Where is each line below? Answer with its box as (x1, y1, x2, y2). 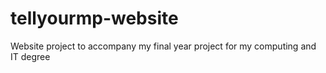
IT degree (10, 50, 51, 62)
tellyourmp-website (10, 7, 179, 30)
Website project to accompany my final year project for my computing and (10, 40, 317, 52)
